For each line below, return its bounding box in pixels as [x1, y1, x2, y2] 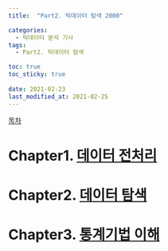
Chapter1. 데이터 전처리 [8, 146, 158, 165]
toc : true [8, 63, 41, 71]
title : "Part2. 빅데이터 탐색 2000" [8, 11, 123, 20]
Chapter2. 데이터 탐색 [8, 185, 147, 204]
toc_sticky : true [8, 70, 66, 78]
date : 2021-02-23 [8, 85, 66, 93]
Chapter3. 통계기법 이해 [8, 225, 160, 244]
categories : [8, 26, 48, 34]
